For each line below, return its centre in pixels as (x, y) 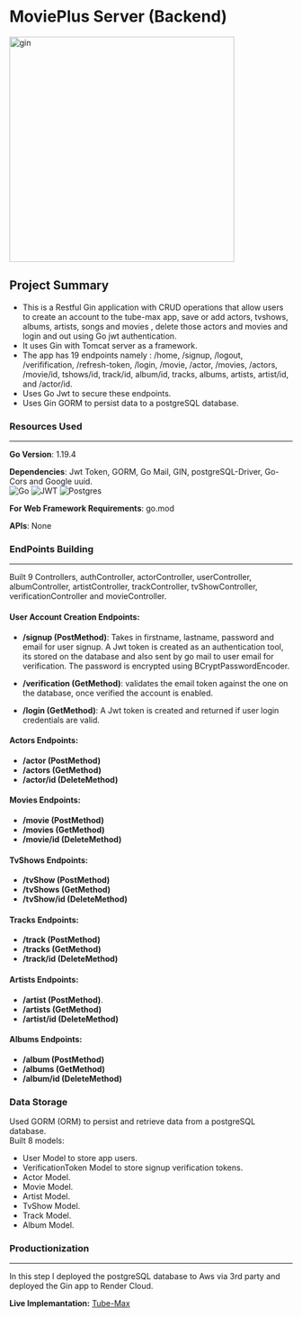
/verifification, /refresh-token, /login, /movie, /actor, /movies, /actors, (150, 364)
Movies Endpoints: (45, 800)
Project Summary (59, 286)
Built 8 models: (37, 1140)
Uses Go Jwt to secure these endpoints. (97, 393)
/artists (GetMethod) (62, 1009)
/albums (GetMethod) (64, 1068)
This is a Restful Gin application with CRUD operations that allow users (153, 307)
